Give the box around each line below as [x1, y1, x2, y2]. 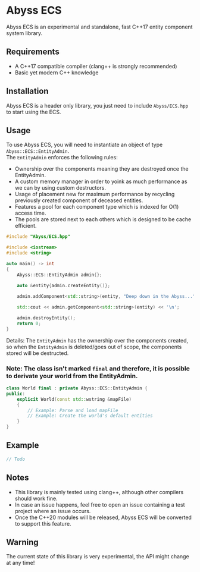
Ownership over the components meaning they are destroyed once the [14, 165, 189, 172]
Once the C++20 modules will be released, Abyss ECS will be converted [14, 514, 192, 521]
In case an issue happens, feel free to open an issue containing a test [14, 501, 185, 508]
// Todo [6, 456, 26, 462]
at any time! [6, 560, 35, 567]
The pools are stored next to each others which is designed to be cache [14, 216, 192, 223]
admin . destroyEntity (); [17, 315, 76, 321]
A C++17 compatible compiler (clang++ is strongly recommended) [14, 62, 177, 70]
